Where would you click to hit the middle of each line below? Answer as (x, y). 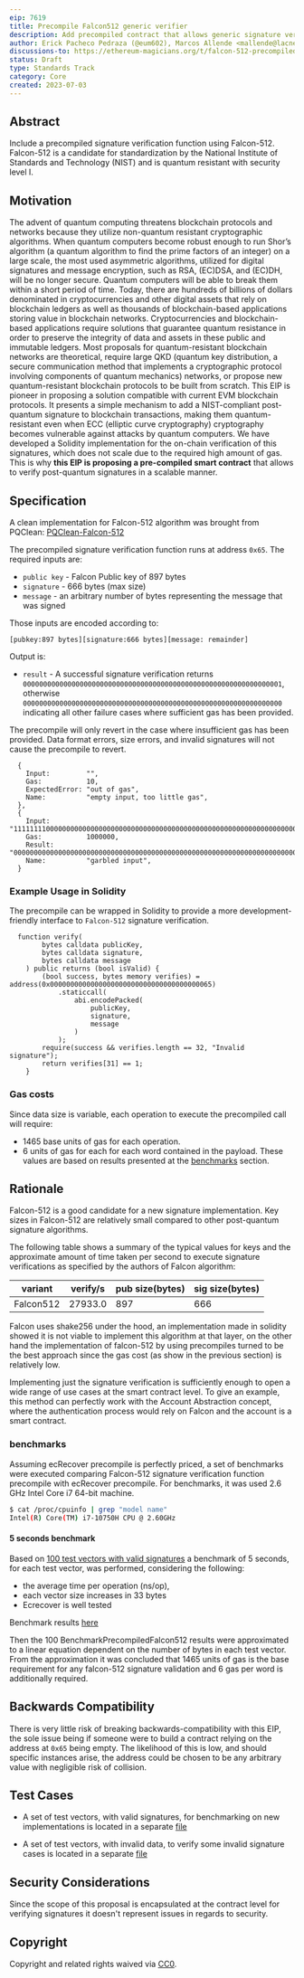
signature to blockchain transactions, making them (139, 415)
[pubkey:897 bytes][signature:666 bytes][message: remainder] (129, 640)
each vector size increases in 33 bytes (95, 1595)
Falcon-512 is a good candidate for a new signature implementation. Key (144, 1211)
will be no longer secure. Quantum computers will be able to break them (144, 280)
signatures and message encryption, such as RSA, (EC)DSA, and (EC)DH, (146, 270)
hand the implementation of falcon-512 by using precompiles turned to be (147, 1346)
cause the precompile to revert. (68, 749)
